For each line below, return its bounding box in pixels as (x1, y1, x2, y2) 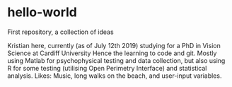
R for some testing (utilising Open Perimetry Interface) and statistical (7, 64, 207, 72)
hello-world (7, 4, 78, 21)
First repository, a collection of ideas (7, 28, 115, 36)
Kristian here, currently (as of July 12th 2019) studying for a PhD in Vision (7, 41, 221, 50)
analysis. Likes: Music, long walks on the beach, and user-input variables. (7, 71, 222, 80)
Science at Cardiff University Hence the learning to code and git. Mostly (7, 49, 217, 57)
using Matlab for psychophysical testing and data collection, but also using (7, 56, 226, 64)
